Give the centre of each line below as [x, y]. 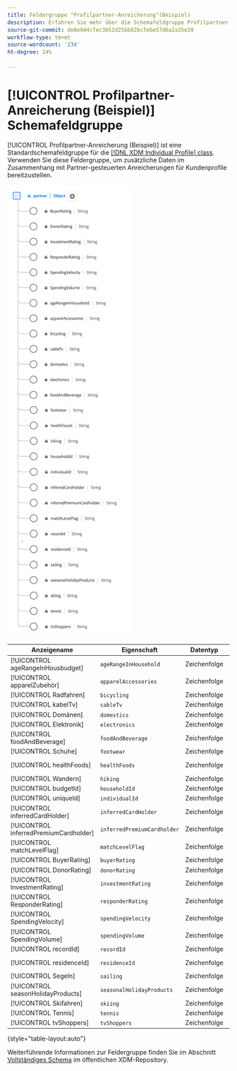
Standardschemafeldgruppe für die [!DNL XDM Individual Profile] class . [111, 152]
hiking [110, 779]
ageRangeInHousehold [130, 665]
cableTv [111, 705]
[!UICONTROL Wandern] [46, 778]
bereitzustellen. [30, 175]
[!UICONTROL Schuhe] [44, 751]
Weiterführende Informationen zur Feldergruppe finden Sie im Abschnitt [112, 1052]
